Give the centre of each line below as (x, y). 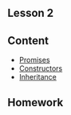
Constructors (41, 68)
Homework (35, 103)
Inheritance (38, 77)
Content (28, 41)
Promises (34, 60)
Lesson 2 (31, 13)
